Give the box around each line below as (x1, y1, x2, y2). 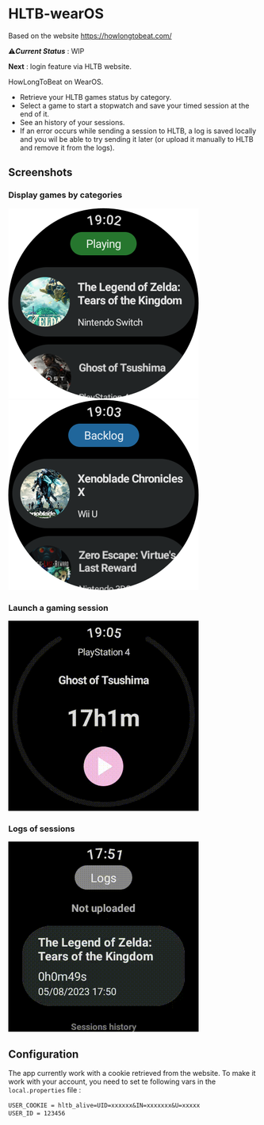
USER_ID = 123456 (8, 1110, 66, 1118)
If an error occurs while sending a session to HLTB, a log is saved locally (19, 126, 257, 135)
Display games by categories (8, 189, 123, 200)
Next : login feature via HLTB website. (8, 61, 132, 71)
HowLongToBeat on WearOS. (8, 77, 104, 86)
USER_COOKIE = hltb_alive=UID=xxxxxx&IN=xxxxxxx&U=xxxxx (8, 1102, 201, 1110)
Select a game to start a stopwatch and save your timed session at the (19, 101, 250, 110)
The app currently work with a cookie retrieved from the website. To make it (8, 1069, 256, 1078)
